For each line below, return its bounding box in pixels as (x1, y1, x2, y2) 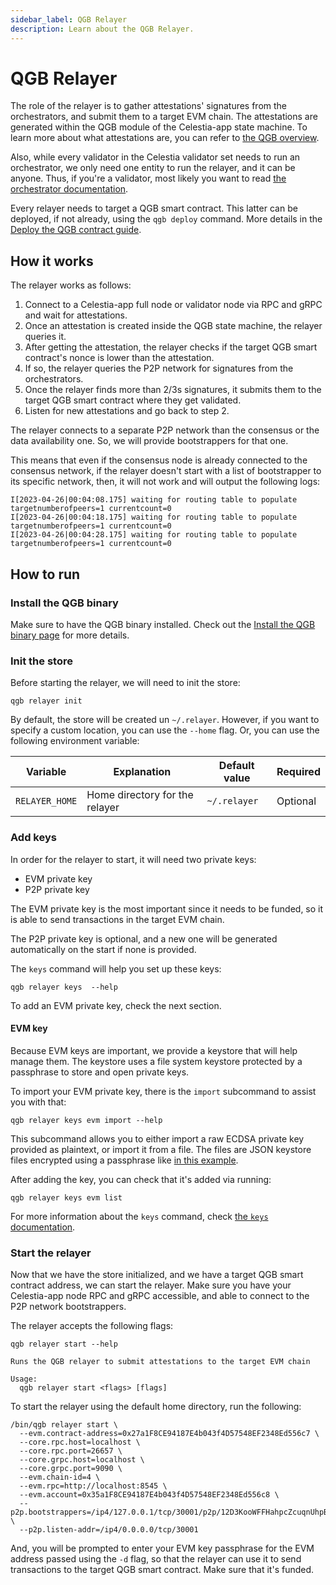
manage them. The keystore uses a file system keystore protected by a (10, 1055, 303, 1067)
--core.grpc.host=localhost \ (19, 1455, 145, 1465)
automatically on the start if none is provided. (10, 943, 197, 955)
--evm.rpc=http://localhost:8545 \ (19, 1481, 168, 1491)
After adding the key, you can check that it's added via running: (10, 1173, 272, 1185)
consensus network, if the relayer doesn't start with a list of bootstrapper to (10, 465, 322, 477)
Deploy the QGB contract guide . (10, 224, 142, 236)
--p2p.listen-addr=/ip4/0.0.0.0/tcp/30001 (19, 1525, 199, 1535)
